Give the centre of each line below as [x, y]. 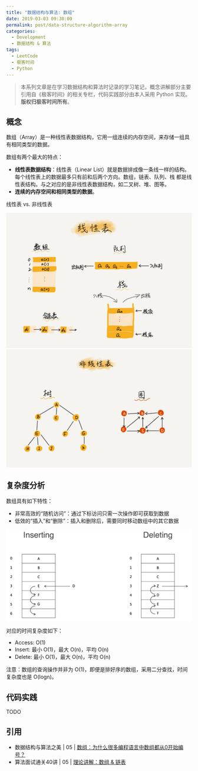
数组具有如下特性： [29, 501]
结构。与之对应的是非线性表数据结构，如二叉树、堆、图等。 [97, 184]
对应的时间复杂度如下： [34, 631]
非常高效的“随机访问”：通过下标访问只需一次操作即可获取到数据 [92, 513]
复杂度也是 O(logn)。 [32, 677]
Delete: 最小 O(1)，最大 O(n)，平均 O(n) [62, 657]
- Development [29, 37]
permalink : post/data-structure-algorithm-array [67, 25]
